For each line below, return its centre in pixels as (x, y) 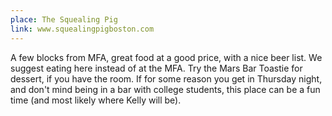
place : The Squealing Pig (64, 19)
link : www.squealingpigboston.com (82, 29)
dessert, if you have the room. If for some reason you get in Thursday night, (166, 78)
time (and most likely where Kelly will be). (96, 100)
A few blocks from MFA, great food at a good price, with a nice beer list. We (166, 57)
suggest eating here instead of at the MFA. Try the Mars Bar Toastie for (156, 68)
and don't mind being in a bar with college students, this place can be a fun (165, 89)
